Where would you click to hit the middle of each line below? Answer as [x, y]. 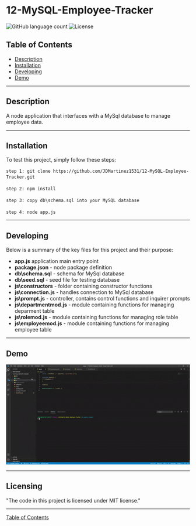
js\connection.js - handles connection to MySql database [84, 292]
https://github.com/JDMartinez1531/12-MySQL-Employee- [121, 171]
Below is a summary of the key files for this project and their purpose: [90, 250]
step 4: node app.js [31, 212]
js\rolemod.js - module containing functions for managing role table [96, 317]
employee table [33, 330]
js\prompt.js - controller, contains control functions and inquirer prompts [102, 299]
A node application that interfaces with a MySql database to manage [88, 115]
